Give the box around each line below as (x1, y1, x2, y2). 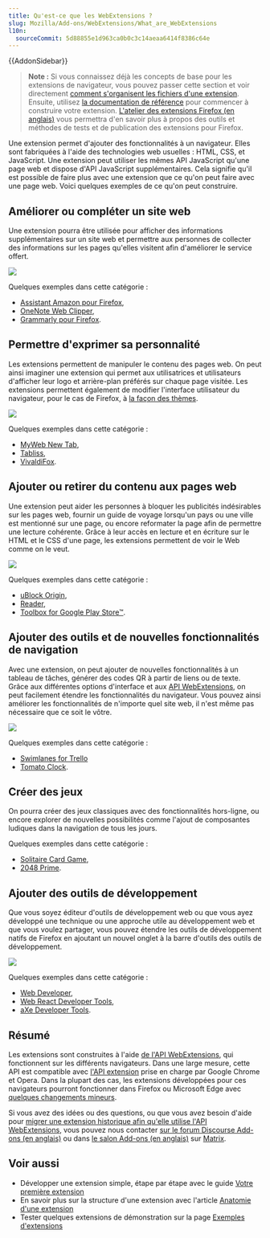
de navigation (8, 644, 79, 657)
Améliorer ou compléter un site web (8, 204, 191, 218)
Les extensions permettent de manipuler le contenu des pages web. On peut (8, 359, 262, 369)
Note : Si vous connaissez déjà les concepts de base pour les (27, 72, 232, 81)
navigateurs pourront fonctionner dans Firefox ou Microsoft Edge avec (8, 1084, 242, 1093)
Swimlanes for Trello (19, 753, 88, 763)
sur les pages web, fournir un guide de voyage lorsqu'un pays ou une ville (8, 509, 254, 519)
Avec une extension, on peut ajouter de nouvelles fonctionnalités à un (8, 664, 239, 674)
